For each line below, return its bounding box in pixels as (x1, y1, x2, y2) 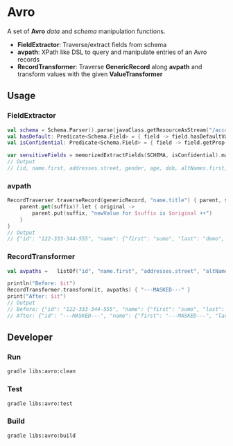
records (17, 55, 40, 63)
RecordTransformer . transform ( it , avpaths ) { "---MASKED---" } (7, 287, 191, 294)
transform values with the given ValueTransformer (17, 70, 163, 78)
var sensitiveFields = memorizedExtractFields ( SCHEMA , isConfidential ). (7, 152, 222, 159)
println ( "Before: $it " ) (7, 280, 76, 287)
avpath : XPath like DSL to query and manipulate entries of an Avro (17, 48, 207, 56)
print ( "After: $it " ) (7, 293, 67, 300)
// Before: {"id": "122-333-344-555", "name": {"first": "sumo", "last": (7, 305, 225, 312)
